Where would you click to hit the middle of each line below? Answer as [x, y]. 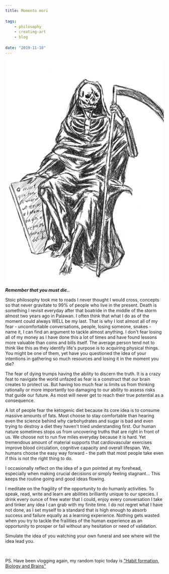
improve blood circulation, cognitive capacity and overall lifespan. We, [78, 448]
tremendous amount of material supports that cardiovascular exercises [79, 442]
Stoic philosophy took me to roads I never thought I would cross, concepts [82, 300]
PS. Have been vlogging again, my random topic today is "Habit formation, [82, 560]
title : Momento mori [27, 11]
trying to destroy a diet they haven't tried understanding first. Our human [80, 426]
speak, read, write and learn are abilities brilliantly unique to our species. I [82, 494]
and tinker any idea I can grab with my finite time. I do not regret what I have [84, 505]
